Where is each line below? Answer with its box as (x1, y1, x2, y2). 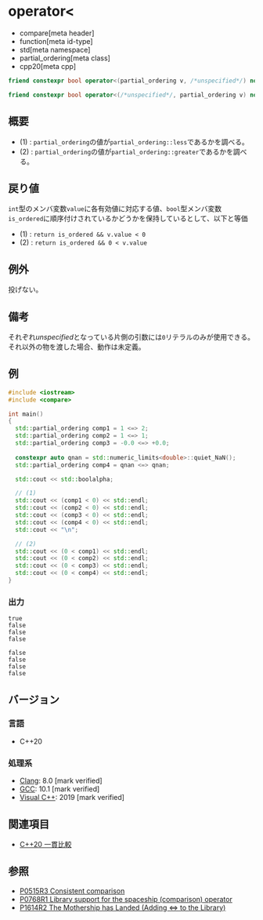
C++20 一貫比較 (19, 839, 72, 849)
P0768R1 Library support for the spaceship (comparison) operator (19, 894, 232, 904)
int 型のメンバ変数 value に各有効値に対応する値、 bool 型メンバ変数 (8, 204, 222, 213)
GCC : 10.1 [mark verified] (19, 784, 100, 794)
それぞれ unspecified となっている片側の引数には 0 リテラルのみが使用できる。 (8, 332, 255, 341)
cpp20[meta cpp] (19, 61, 77, 71)
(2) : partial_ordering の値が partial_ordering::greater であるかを (19, 147, 233, 156)
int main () (8, 410, 44, 418)
